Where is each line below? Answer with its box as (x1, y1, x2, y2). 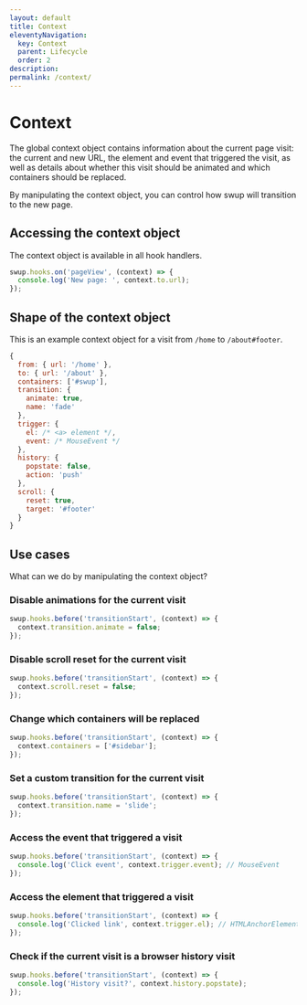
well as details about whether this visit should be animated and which (9, 162, 271, 173)
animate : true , (26, 394, 84, 403)
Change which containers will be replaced (9, 712, 200, 725)
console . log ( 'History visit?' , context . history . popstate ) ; (17, 979, 248, 988)
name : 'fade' (26, 403, 76, 412)
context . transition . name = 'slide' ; (17, 801, 157, 810)
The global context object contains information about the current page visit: (9, 143, 294, 153)
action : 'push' (26, 471, 84, 480)
